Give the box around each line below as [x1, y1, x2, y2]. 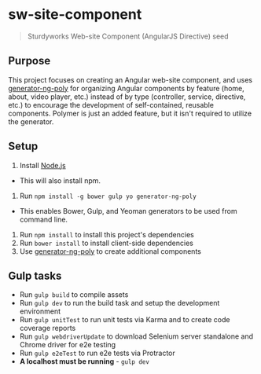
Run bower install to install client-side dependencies [19, 238, 194, 247]
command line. [19, 214, 68, 224]
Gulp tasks [8, 269, 62, 282]
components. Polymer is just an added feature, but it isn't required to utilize [8, 108, 252, 118]
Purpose [8, 54, 51, 68]
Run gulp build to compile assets [19, 290, 129, 299]
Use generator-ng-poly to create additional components [19, 246, 202, 256]
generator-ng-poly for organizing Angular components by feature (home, [8, 83, 245, 93]
